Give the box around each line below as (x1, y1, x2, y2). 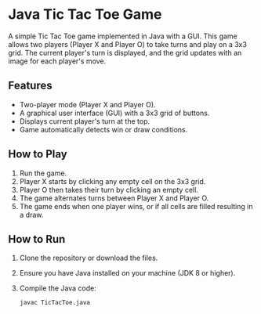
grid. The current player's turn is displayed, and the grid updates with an (8, 48, 242, 57)
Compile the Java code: (19, 283, 96, 293)
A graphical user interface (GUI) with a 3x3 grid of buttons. (19, 108, 210, 117)
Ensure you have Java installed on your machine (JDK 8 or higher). (19, 269, 236, 278)
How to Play (8, 147, 68, 161)
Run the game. (19, 168, 67, 178)
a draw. (19, 210, 44, 219)
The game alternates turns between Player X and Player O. (19, 193, 209, 203)
